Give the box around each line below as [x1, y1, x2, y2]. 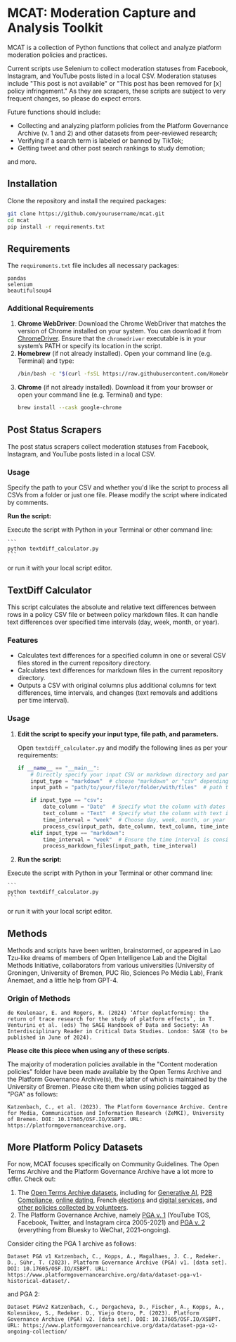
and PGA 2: [7, 1290, 40, 1298]
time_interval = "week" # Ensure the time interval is [43, 836, 210, 843]
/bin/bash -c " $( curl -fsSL [17, 371, 100, 378]
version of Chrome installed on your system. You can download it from [17, 327, 222, 335]
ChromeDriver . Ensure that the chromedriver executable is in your [17, 334, 206, 343]
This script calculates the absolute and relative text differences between [7, 603, 216, 611]
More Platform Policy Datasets [7, 1141, 143, 1153]
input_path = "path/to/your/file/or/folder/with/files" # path [30, 784, 223, 791]
